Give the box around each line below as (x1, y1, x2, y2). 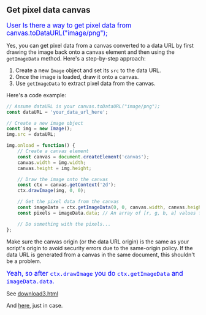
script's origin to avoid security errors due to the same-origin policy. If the (6, 244, 193, 251)
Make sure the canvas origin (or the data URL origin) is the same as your (6, 238, 189, 245)
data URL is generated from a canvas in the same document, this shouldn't (6, 251, 195, 258)
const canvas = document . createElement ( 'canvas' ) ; (17, 154, 150, 160)
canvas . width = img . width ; (17, 159, 86, 166)
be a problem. (6, 257, 42, 265)
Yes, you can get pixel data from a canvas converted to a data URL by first (6, 42, 194, 49)
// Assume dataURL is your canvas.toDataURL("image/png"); (6, 103, 161, 109)
